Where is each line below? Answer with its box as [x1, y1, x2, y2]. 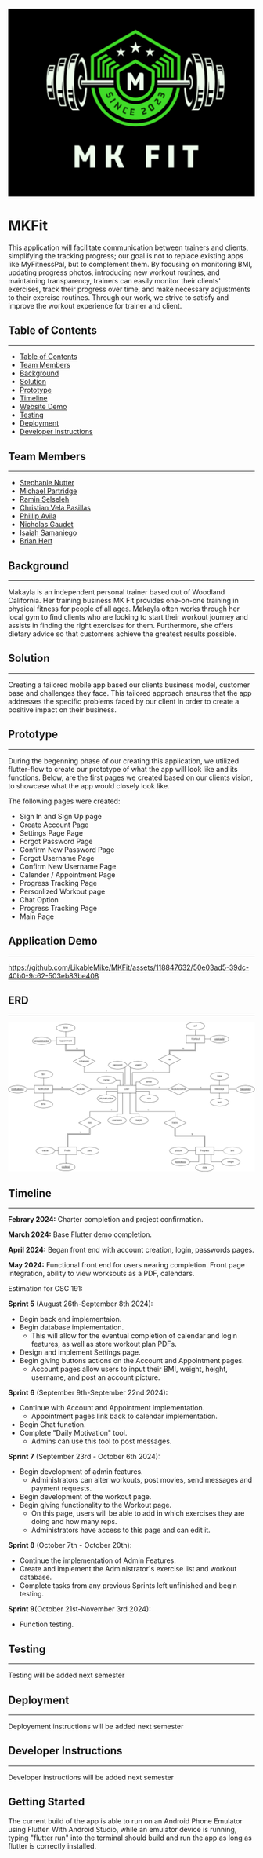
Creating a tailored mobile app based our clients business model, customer [8, 680, 250, 689]
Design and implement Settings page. [19, 1348, 141, 1357]
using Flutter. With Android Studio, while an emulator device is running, [8, 1824, 237, 1834]
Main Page [19, 912, 55, 921]
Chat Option [19, 894, 59, 904]
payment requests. [31, 1483, 92, 1493]
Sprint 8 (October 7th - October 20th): [8, 1541, 132, 1550]
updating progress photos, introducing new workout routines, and [8, 268, 221, 277]
